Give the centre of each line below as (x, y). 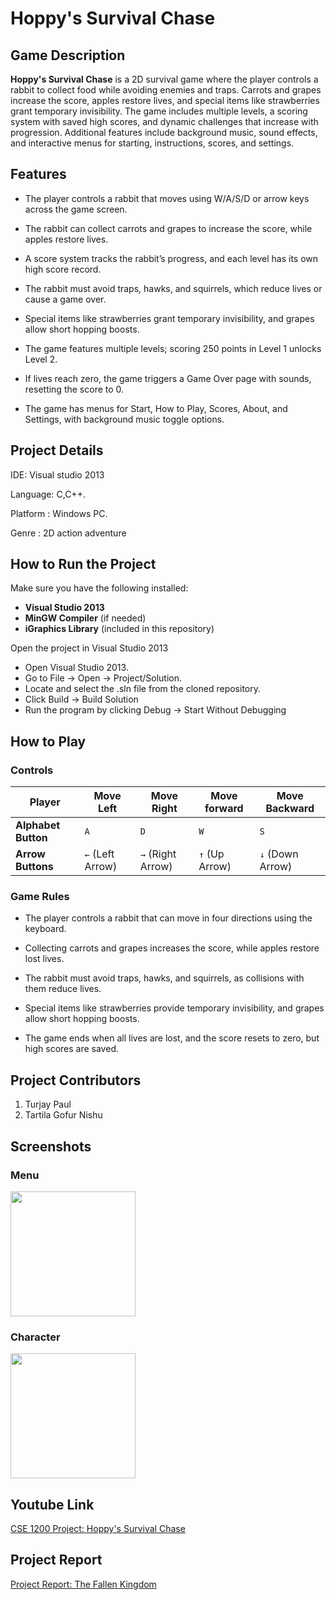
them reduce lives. (63, 989)
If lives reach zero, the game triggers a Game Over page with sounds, (168, 378)
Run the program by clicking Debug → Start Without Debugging (155, 710)
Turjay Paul (48, 1104)
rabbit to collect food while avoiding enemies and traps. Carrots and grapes (166, 90)
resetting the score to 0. (74, 389)
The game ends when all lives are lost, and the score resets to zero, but (172, 1038)
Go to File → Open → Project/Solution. (103, 678)
